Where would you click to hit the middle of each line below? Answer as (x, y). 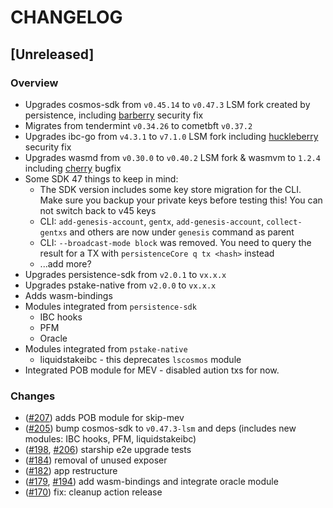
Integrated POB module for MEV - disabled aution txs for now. (152, 370)
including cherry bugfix (73, 168)
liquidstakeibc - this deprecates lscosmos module (140, 359)
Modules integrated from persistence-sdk (110, 306)
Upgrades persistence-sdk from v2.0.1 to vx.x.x (125, 274)
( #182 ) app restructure (71, 471)
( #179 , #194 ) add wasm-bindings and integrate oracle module (151, 482)
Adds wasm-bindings (68, 295)
